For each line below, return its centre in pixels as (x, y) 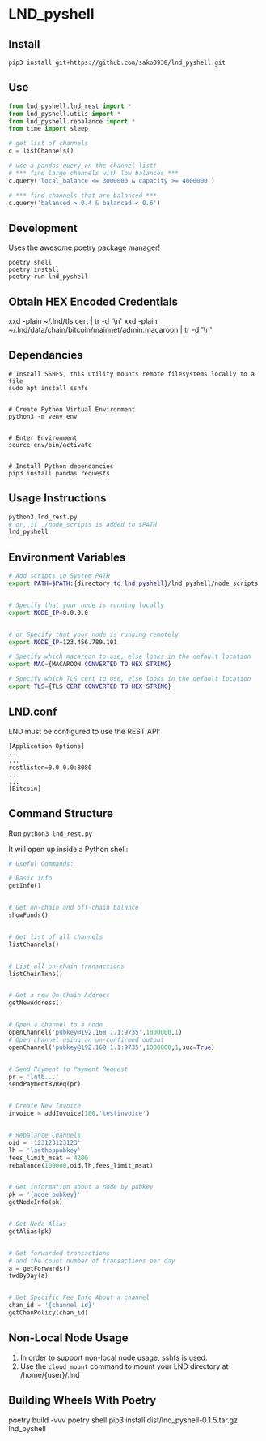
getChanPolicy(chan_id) (49, 1313)
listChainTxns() (36, 974)
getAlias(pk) (30, 1231)
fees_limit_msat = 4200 (49, 1158)
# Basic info (30, 878)
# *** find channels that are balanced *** (83, 196)
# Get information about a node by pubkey (81, 1187)
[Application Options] (46, 746)
